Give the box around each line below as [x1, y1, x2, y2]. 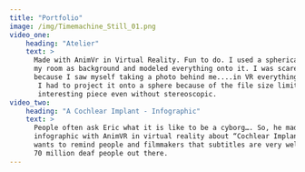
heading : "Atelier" [25, 38, 100, 48]
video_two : [9, 97, 51, 107]
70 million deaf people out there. [33, 148, 169, 157]
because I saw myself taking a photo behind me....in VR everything [33, 73, 299, 82]
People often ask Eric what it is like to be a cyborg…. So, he [33, 124, 282, 133]
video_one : [9, 30, 51, 39]
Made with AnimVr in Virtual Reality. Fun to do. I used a [33, 56, 261, 65]
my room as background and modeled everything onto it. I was [33, 65, 274, 74]
